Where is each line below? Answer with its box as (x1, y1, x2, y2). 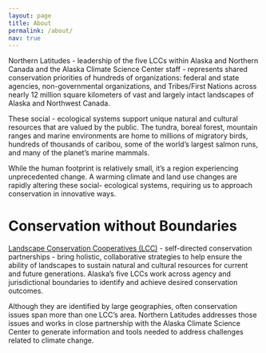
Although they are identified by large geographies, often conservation (8, 302, 238, 311)
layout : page (8, 11, 52, 20)
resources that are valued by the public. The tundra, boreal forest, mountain (8, 122, 258, 132)
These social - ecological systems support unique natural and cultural (8, 114, 238, 124)
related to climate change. (8, 335, 94, 345)
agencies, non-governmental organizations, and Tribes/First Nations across (8, 82, 257, 91)
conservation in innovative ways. (8, 189, 117, 199)
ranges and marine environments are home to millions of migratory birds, (8, 131, 248, 141)
